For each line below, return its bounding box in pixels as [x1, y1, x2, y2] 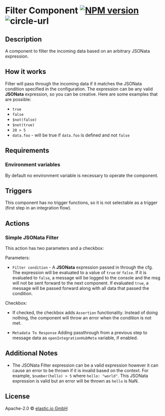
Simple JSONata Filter [5, 234, 59, 241]
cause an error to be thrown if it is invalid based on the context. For [12, 367, 149, 373]
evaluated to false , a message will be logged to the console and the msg [12, 275, 161, 280]
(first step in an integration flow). [5, 205, 71, 211]
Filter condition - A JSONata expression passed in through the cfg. [12, 264, 153, 270]
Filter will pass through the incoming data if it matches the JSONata [5, 80, 142, 86]
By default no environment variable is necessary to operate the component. [5, 173, 159, 178]
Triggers [5, 186, 32, 195]
